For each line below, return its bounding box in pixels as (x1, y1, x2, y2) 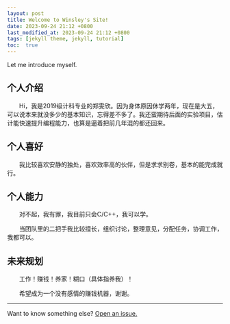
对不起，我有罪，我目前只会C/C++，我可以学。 (19, 210, 153, 219)
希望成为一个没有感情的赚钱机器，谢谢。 (19, 289, 133, 298)
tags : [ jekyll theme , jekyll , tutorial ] (7, 36, 125, 42)
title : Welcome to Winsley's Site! (7, 16, 109, 23)
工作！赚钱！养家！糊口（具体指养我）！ (19, 275, 133, 283)
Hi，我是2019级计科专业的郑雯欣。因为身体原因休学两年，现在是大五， (19, 101, 219, 110)
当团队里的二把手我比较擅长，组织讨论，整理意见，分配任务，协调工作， (19, 225, 223, 233)
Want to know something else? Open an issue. (7, 310, 138, 318)
